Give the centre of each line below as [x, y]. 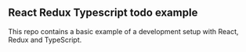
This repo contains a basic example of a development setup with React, [123, 31]
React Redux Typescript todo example [103, 13]
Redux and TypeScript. [45, 40]
